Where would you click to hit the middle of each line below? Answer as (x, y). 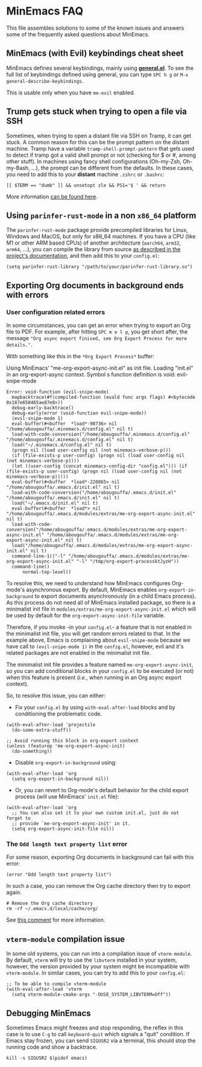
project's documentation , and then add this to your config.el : (83, 256)
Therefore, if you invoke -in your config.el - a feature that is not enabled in (99, 627)
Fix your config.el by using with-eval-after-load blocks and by (95, 708)
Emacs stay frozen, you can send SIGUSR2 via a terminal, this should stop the (101, 1040)
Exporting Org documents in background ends (95, 285)
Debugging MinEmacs (49, 1013)
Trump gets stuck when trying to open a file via (96, 112)
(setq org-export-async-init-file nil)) (63, 829)
